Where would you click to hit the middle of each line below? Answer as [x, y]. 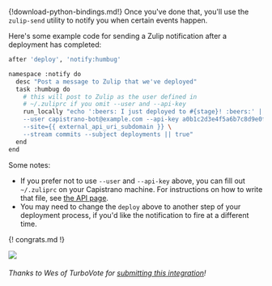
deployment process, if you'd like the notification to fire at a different [134, 215]
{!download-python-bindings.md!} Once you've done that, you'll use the [129, 12]
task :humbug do [43, 89]
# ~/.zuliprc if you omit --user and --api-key [104, 105]
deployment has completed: [55, 45]
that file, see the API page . [64, 198]
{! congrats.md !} [36, 239]
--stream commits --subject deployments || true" [108, 134]
